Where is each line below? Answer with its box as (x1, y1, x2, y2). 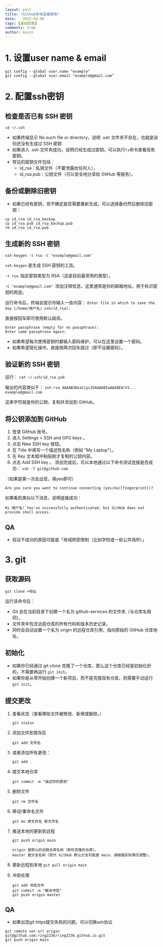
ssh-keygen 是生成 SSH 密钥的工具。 (5, 262, 78, 268)
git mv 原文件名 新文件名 (12, 819, 59, 824)
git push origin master (12, 892, 61, 897)
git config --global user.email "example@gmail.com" (5, 73, 114, 78)
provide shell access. (5, 510, 51, 515)
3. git (5, 554, 26, 565)
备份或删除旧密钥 (5, 187, 56, 195)
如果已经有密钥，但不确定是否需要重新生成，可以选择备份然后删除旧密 (12, 201, 153, 207)
